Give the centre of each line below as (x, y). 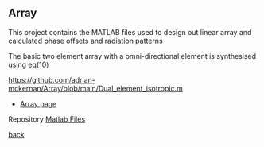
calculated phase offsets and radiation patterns (85, 41)
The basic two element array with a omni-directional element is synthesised (132, 56)
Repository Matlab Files (47, 119)
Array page (38, 103)
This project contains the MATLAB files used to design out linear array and (130, 32)
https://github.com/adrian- (52, 79)
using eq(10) (29, 64)
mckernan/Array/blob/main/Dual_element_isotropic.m (95, 88)
